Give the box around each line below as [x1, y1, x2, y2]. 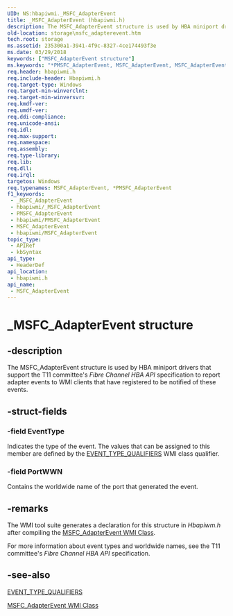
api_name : [7, 281, 36, 288]
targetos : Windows [7, 178, 60, 185]
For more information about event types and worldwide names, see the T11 [7, 542, 221, 550]
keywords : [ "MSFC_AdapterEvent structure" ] [7, 55, 135, 62]
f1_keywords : [7, 191, 45, 198]
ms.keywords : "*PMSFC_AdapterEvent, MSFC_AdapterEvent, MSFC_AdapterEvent [7, 62, 228, 69]
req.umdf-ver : [7, 107, 49, 114]
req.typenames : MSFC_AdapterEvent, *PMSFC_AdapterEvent [7, 185, 172, 191]
